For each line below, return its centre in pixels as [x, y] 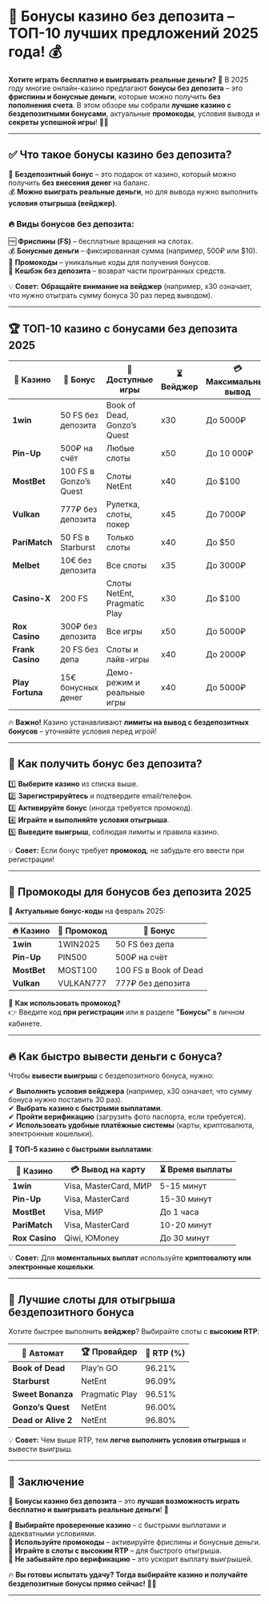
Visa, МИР [84, 1212]
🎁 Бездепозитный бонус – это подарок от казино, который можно [122, 174]
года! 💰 [35, 52]
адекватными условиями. [52, 1534]
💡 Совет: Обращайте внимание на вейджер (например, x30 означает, [130, 287]
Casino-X [32, 598]
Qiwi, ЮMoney [91, 1238]
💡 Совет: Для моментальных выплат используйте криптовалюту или [130, 1258]
